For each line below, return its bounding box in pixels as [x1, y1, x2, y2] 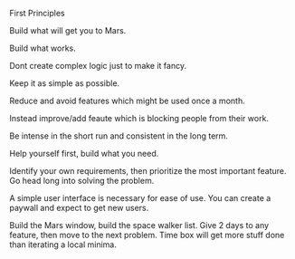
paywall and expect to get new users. [9, 203, 149, 213]
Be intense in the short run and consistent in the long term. [9, 130, 229, 141]
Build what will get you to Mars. [9, 25, 127, 35]
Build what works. [9, 43, 77, 53]
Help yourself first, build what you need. [9, 149, 159, 158]
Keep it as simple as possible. [9, 78, 120, 89]
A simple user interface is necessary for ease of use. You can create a [9, 193, 271, 203]
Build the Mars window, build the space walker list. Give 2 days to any [9, 220, 270, 230]
